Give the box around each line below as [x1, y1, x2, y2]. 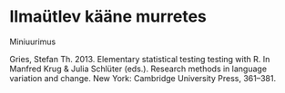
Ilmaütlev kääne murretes [9, 6, 208, 27]
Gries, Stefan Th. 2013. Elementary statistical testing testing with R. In [9, 53, 270, 64]
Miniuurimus [9, 36, 56, 47]
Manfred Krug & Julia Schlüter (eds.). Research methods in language [9, 63, 267, 74]
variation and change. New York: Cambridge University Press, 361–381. [9, 72, 276, 83]
